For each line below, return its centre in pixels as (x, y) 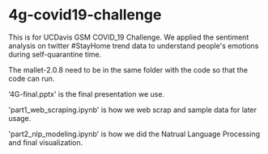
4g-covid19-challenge (85, 15)
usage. (20, 118)
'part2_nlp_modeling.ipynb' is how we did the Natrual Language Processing (134, 134)
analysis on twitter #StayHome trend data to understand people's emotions (134, 45)
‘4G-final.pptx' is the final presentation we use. (86, 94)
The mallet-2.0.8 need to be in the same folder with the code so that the (128, 69)
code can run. (32, 78)
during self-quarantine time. (55, 54)
